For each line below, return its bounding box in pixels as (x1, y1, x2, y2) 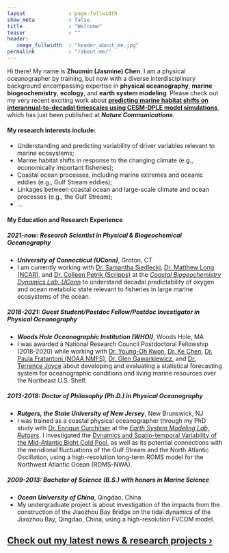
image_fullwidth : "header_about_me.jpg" (16, 42, 139, 49)
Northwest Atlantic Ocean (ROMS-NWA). (16, 460, 133, 468)
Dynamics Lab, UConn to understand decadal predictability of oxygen (16, 278, 215, 286)
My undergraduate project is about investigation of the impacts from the (16, 500, 220, 508)
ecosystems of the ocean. (16, 292, 91, 300)
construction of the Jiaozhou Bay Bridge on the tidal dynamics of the (16, 508, 211, 516)
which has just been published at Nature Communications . (7, 110, 175, 119)
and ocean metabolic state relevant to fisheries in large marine (16, 285, 193, 293)
